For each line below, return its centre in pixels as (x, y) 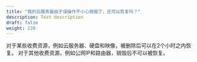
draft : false (22, 22)
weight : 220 (21, 28)
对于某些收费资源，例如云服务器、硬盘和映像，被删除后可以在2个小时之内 (96, 45)
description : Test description (45, 17)
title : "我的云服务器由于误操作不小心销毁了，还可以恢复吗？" (73, 12)
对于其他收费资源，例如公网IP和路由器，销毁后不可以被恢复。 (93, 53)
